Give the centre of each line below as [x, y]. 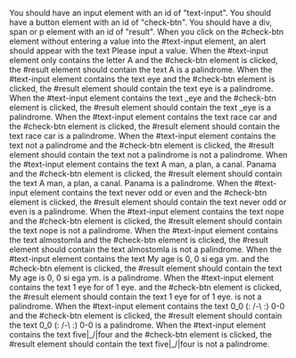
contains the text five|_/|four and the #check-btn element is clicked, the [140, 334]
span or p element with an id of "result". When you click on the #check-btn [147, 32]
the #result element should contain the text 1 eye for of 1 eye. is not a [136, 297]
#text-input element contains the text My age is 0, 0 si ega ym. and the [139, 259]
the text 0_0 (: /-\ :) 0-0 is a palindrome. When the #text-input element [138, 325]
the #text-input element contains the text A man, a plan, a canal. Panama [143, 164]
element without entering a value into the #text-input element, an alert [138, 41]
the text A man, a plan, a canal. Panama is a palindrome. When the [131, 183]
